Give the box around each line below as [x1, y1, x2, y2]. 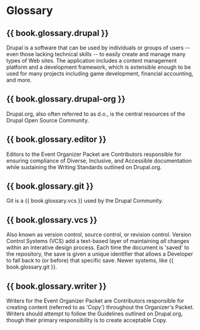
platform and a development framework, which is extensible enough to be [6, 63, 191, 71]
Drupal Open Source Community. [6, 116, 89, 124]
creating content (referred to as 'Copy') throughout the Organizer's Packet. [6, 304, 195, 311]
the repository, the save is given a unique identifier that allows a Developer [6, 250, 193, 258]
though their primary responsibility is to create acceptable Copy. [6, 317, 168, 324]
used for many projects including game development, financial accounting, [6, 70, 193, 77]
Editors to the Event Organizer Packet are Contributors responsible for [6, 150, 182, 158]
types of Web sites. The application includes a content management [6, 57, 178, 64]
